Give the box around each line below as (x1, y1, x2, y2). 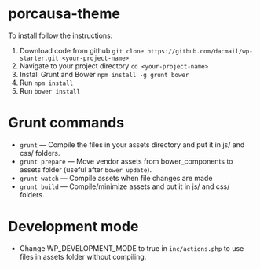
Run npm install (19, 78, 74, 87)
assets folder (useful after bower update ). (19, 164, 152, 174)
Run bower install (19, 86, 81, 95)
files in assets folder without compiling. (19, 252, 147, 261)
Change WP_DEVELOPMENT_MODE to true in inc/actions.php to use (19, 243, 244, 252)
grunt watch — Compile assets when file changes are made (19, 173, 213, 182)
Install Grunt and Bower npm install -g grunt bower (19, 69, 189, 79)
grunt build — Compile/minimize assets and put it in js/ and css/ (19, 182, 230, 191)
